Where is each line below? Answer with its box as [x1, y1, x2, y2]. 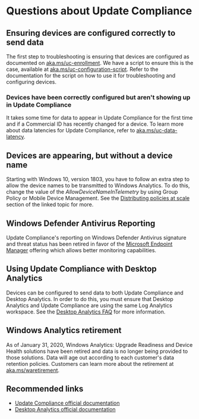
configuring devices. [6, 79, 56, 85]
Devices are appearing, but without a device [6, 150, 173, 160]
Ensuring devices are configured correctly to [6, 28, 176, 38]
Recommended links [6, 383, 84, 394]
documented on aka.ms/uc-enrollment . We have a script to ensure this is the [6, 60, 194, 66]
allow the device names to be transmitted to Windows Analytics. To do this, [6, 182, 190, 189]
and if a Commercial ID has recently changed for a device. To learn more [6, 120, 184, 128]
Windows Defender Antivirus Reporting [6, 218, 156, 228]
